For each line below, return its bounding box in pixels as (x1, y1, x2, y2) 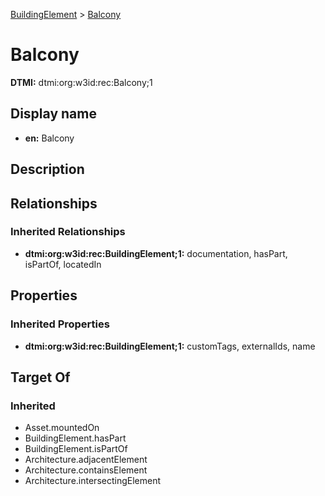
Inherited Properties (10, 317, 110, 331)
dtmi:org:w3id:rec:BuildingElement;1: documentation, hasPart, (24, 247, 288, 259)
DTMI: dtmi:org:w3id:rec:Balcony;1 (10, 76, 153, 88)
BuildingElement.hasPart (24, 432, 127, 444)
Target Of (10, 369, 71, 386)
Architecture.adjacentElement (24, 454, 148, 466)
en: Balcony (24, 132, 75, 144)
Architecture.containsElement (24, 464, 148, 476)
